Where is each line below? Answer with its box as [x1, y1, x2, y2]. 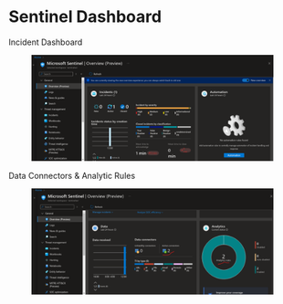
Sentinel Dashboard [8, 6, 162, 27]
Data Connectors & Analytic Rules [8, 171, 136, 182]
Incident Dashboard [8, 37, 83, 47]
